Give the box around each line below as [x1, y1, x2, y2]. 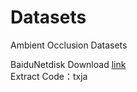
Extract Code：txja [10, 70, 88, 82]
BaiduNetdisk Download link [10, 58, 127, 70]
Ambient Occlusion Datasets [10, 39, 128, 51]
